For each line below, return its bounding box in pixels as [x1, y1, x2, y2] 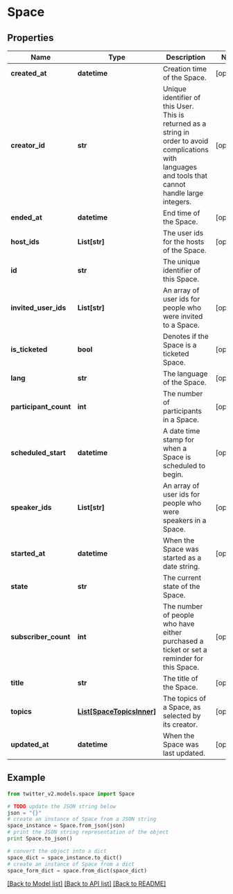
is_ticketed [10, 345, 48, 354]
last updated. [162, 748, 206, 758]
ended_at [10, 213, 43, 222]
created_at [10, 69, 47, 78]
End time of [162, 208, 200, 217]
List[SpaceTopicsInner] [77, 706, 157, 716]
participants [162, 406, 202, 415]
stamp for [162, 435, 195, 445]
